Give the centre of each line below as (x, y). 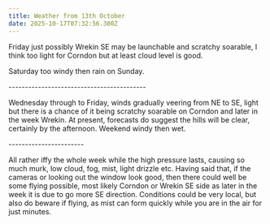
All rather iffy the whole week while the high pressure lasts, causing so (127, 160)
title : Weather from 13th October (67, 16)
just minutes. (30, 211)
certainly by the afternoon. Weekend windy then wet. (97, 128)
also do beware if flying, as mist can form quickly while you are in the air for (135, 203)
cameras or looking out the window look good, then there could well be (128, 177)
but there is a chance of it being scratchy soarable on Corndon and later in (133, 111)
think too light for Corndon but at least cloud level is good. (106, 55)
